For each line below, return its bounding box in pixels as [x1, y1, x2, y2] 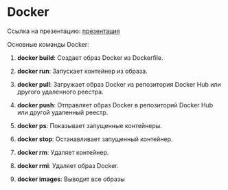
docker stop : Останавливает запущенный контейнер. [16, 135, 173, 143]
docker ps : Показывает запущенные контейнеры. [16, 121, 163, 129]
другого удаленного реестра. [16, 87, 104, 96]
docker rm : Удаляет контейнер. [16, 148, 109, 156]
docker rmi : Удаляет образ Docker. [16, 161, 119, 169]
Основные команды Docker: [7, 40, 89, 48]
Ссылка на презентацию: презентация [7, 27, 120, 35]
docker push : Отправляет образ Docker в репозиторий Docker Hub [16, 101, 214, 109]
